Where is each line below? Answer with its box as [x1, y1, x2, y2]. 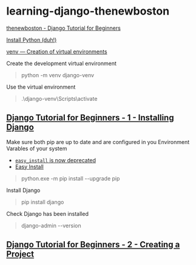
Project [6, 249, 35, 260]
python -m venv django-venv [21, 71, 95, 78]
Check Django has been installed [6, 210, 89, 217]
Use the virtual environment [6, 83, 76, 91]
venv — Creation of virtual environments [6, 47, 107, 55]
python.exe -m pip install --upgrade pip [21, 174, 120, 182]
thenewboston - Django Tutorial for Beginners [6, 24, 121, 32]
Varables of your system [6, 145, 67, 152]
